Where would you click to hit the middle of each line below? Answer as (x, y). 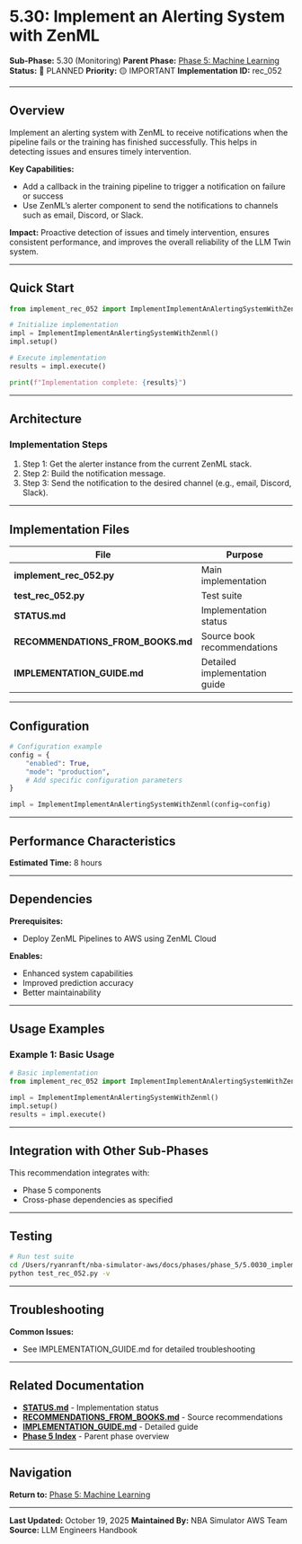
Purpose (244, 555)
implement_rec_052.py (64, 575)
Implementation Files (70, 529)
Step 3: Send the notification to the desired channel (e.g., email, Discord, (157, 484)
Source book (228, 636)
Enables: (26, 955)
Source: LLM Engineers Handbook (73, 1530)
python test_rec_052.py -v (60, 1273)
